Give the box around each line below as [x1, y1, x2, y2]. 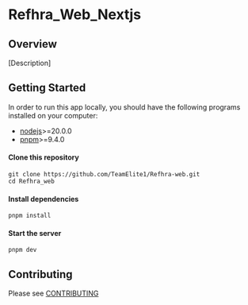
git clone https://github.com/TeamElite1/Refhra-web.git [8, 171, 200, 179]
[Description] [8, 58, 52, 68]
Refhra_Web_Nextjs [8, 6, 141, 24]
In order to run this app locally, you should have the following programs [8, 102, 241, 112]
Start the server [8, 228, 62, 237]
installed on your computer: [8, 110, 98, 120]
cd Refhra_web [8, 177, 55, 186]
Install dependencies [8, 194, 79, 203]
